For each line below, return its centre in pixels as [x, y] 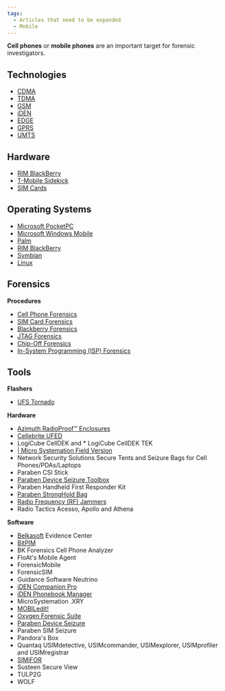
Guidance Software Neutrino [57, 580]
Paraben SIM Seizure [47, 630]
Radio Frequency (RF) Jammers [62, 502]
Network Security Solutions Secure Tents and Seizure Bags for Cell [112, 458]
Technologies [37, 75]
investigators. [26, 53]
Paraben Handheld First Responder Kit [71, 487]
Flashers [20, 388]
